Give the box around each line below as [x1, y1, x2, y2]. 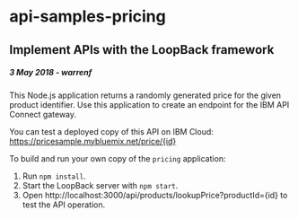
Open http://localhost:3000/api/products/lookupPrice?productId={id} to [22, 189, 288, 200]
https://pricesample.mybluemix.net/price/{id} [9, 136, 177, 146]
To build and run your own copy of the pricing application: [9, 153, 226, 163]
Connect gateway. [9, 109, 77, 119]
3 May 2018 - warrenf [9, 67, 92, 78]
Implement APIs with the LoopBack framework [9, 42, 275, 57]
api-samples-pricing [9, 6, 166, 27]
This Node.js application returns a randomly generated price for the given [9, 90, 281, 101]
